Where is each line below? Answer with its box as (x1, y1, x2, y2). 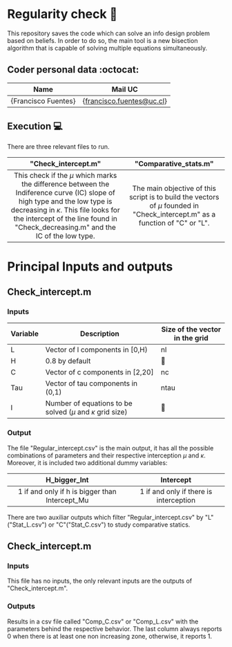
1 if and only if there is (139, 486, 213, 496)
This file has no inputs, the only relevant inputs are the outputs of (7, 577, 192, 585)
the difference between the (21, 179, 110, 189)
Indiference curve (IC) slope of (15, 188, 115, 197)
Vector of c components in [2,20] (45, 367, 154, 377)
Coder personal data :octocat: (7, 64, 139, 75)
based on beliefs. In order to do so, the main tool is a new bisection (7, 36, 198, 44)
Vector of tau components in (45, 379, 138, 388)
